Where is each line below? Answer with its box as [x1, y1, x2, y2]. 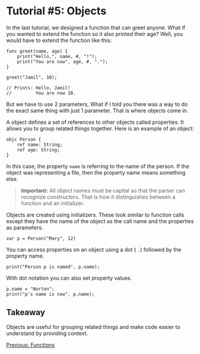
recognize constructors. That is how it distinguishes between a [20, 193, 176, 200]
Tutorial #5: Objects [6, 4, 107, 18]
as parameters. [6, 224, 44, 231]
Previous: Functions [6, 341, 55, 348]
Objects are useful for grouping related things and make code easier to [6, 323, 181, 330]
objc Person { [6, 136, 42, 142]
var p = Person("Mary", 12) [6, 235, 76, 242]
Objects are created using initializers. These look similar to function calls [6, 211, 184, 218]
